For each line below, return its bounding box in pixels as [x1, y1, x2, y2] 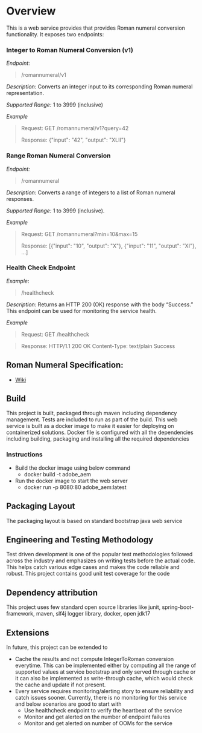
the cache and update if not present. [14, 681, 106, 688]
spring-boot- [162, 603, 194, 611]
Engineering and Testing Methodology [6, 534, 154, 545]
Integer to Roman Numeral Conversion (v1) [6, 45, 134, 54]
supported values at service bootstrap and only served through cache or [14, 668, 196, 675]
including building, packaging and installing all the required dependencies [6, 435, 189, 442]
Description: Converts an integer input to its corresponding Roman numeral [6, 83, 193, 90]
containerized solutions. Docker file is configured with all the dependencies [6, 429, 194, 436]
